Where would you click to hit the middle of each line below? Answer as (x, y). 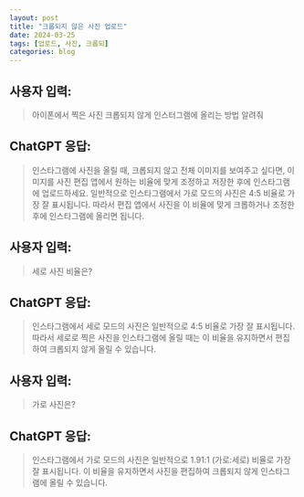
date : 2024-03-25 (42, 35)
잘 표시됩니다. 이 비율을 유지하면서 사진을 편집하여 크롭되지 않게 (145, 471)
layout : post (34, 18)
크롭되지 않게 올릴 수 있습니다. (103, 349)
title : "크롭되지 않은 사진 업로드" (68, 26)
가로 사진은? (53, 405)
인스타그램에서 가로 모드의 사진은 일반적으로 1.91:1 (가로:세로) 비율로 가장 (161, 460)
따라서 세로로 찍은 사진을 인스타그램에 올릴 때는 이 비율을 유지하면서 (152, 338)
